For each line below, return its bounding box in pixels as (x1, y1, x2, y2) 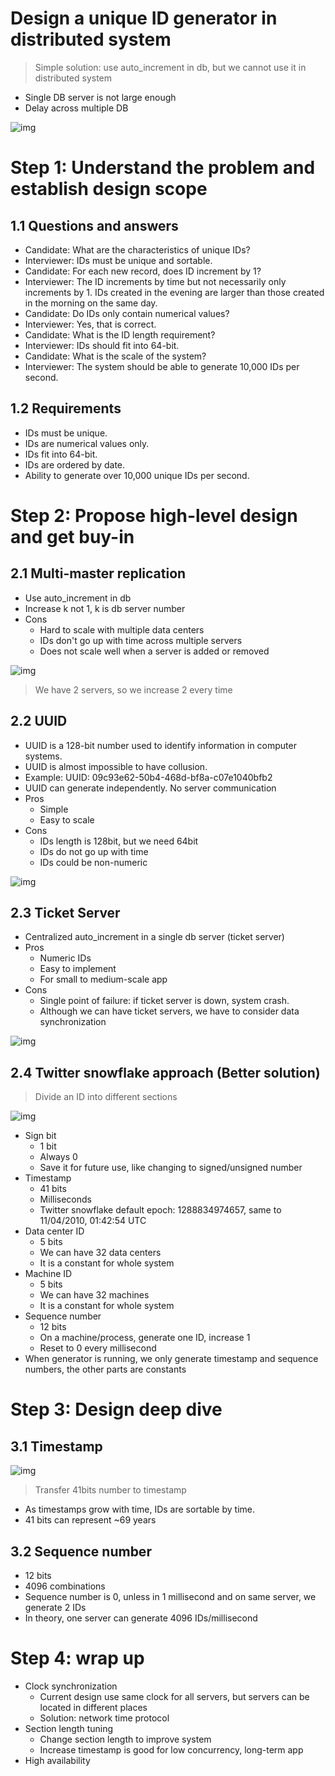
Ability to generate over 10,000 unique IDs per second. (24, 469, 250, 481)
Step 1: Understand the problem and (10, 157, 316, 179)
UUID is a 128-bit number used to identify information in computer (24, 739, 297, 751)
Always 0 (39, 1151, 78, 1163)
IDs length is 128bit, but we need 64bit (39, 835, 199, 847)
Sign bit (24, 1130, 57, 1142)
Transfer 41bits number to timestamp (34, 1484, 187, 1496)
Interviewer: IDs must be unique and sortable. (24, 254, 213, 266)
